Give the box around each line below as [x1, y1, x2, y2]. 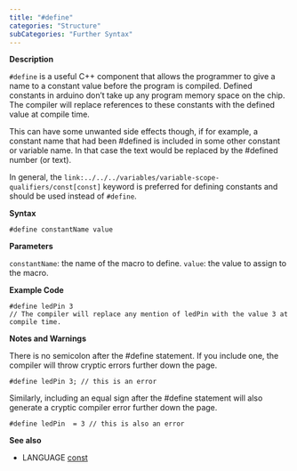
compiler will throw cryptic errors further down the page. [9, 360, 218, 370]
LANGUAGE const [21, 452, 89, 463]
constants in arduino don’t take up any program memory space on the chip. [9, 90, 285, 101]
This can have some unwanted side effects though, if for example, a [9, 126, 259, 137]
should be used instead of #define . [9, 191, 138, 201]
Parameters [9, 241, 53, 252]
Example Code [9, 285, 64, 296]
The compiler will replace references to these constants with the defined [9, 100, 276, 110]
